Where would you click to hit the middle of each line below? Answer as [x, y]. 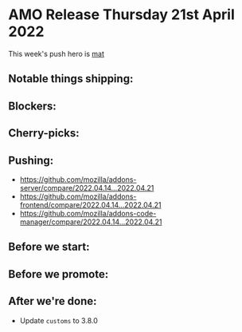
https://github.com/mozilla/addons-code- [88, 213]
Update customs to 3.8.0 [59, 320]
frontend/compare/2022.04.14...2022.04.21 [90, 204]
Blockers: [33, 106]
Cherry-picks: [44, 133]
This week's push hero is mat [57, 53]
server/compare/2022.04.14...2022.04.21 [87, 188]
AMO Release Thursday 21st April [121, 15]
